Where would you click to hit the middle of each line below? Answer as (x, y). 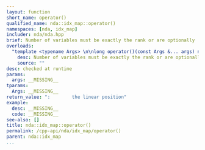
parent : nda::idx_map (34, 137)
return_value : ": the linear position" (67, 97)
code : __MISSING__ (35, 114)
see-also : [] (23, 120)
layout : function (28, 12)
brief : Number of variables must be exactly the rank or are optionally (101, 40)
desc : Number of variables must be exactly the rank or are (95, 57)
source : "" (31, 63)
